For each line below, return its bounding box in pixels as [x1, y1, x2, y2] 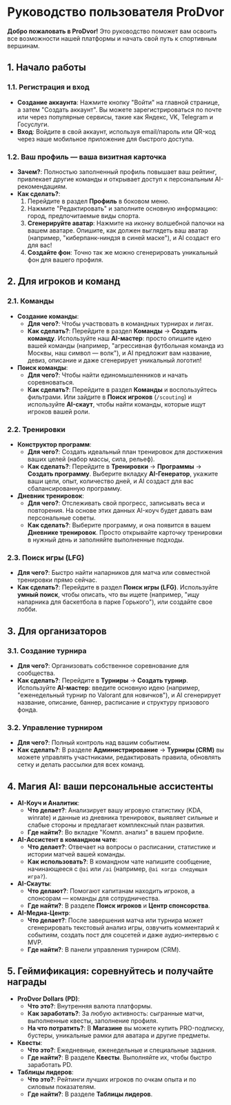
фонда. [17, 705, 38, 714]
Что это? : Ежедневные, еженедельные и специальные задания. [27, 1046, 217, 1054]
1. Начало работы [7, 61, 86, 73]
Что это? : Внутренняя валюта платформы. [27, 1001, 153, 1010]
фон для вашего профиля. [27, 255, 103, 264]
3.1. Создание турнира [7, 646, 88, 656]
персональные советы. [27, 514, 97, 522]
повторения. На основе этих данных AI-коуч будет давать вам [27, 506, 212, 514]
